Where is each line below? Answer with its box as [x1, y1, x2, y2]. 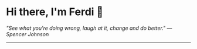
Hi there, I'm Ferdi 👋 [6, 5, 104, 19]
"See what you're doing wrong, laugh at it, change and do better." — [6, 24, 172, 32]
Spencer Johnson [6, 30, 49, 37]
